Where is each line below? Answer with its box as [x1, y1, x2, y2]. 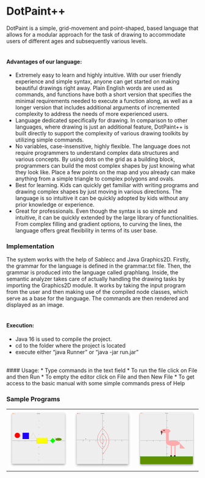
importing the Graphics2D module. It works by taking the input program [6, 282, 186, 289]
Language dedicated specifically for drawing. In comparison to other [15, 117, 188, 124]
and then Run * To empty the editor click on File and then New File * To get [6, 373, 195, 380]
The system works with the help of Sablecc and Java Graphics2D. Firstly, [6, 256, 190, 263]
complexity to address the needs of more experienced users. [15, 110, 169, 118]
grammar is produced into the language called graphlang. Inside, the [6, 269, 179, 276]
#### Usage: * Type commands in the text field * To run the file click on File [6, 366, 198, 374]
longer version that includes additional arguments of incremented [15, 104, 180, 111]
